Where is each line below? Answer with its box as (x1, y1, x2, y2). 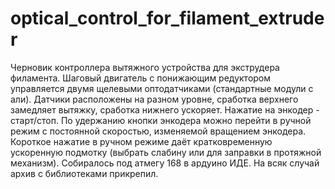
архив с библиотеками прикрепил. (10, 167, 159, 179)
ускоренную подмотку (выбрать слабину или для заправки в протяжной (10, 146, 322, 158)
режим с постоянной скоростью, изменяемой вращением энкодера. (10, 125, 307, 137)
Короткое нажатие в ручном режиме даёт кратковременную (10, 135, 273, 147)
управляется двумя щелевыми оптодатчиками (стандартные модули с (10, 82, 314, 94)
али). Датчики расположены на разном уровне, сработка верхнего (10, 93, 299, 105)
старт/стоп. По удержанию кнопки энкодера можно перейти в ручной (10, 114, 312, 126)
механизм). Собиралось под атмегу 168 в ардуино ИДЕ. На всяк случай (10, 157, 320, 169)
